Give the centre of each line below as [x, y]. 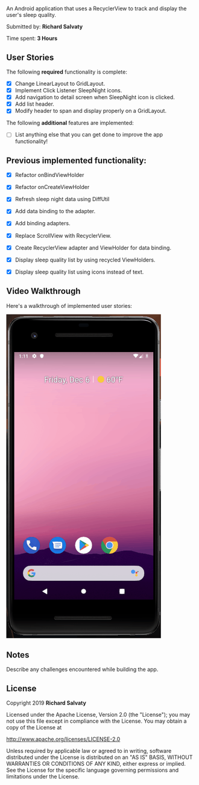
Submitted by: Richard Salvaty [45, 27]
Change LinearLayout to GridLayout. [60, 84]
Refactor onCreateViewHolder [52, 187]
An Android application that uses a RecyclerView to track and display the [96, 8]
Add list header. [34, 104]
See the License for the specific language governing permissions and [93, 770]
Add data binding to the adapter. [55, 211]
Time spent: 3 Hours [32, 39]
